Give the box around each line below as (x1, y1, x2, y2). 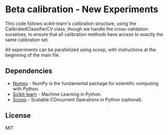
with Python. (12, 86, 40, 92)
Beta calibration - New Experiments (5, 4, 159, 15)
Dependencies (5, 67, 52, 75)
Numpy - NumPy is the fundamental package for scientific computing (12, 80, 159, 86)
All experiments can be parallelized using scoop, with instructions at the (5, 46, 156, 52)
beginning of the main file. (5, 52, 60, 58)
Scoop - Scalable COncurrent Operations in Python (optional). (12, 96, 143, 102)
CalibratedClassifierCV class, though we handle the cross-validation (5, 25, 149, 32)
